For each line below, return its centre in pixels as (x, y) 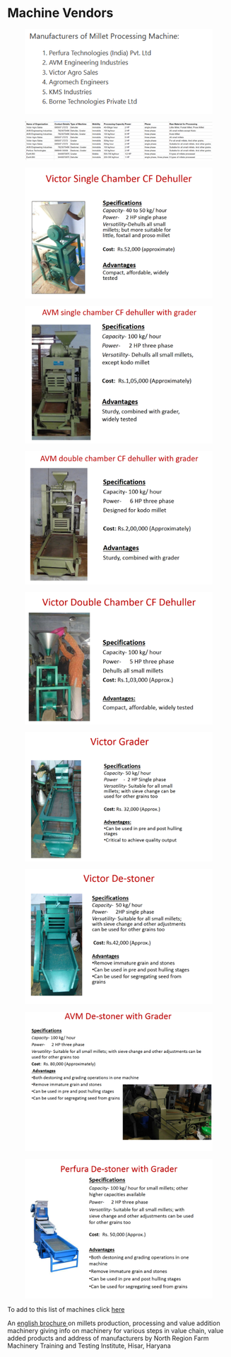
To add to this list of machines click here (66, 1310)
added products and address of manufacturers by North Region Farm (108, 1339)
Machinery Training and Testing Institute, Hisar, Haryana (89, 1346)
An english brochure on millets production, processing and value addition (114, 1323)
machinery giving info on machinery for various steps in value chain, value (115, 1331)
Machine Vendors (60, 13)
